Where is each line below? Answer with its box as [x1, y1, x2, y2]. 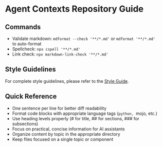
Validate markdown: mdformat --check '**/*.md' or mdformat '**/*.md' [12, 36, 156, 41]
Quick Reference [5, 92, 57, 101]
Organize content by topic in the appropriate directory [12, 131, 121, 137]
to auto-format [12, 41, 42, 47]
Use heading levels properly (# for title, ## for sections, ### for [12, 115, 140, 121]
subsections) [12, 121, 38, 127]
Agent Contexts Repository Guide [5, 3, 144, 15]
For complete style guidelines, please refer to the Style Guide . [5, 78, 129, 84]
